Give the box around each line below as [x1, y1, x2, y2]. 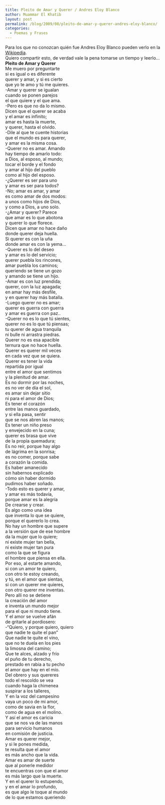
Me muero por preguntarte [5, 66, 60, 72]
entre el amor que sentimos [5, 369, 62, 374]
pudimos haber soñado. [5, 481, 54, 486]
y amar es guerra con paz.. [5, 310, 61, 316]
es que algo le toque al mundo [5, 789, 67, 795]
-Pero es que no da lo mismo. [5, 103, 66, 109]
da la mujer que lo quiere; [5, 534, 58, 540]
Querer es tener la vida [5, 358, 52, 364]
